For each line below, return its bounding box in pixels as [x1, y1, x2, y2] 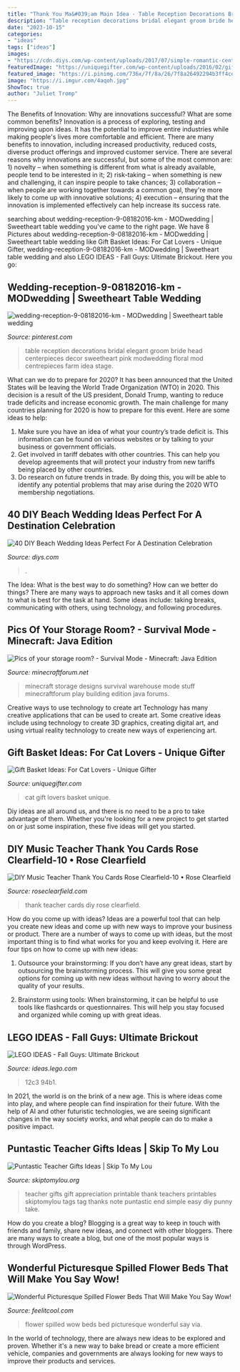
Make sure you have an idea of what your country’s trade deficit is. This [17, 427, 229, 436]
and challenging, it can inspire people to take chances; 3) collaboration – [7, 178, 221, 187]
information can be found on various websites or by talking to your [17, 434, 214, 443]
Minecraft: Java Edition [7, 635, 113, 647]
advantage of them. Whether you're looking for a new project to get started [7, 815, 229, 823]
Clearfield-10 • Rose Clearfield [7, 854, 146, 866]
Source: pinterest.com [7, 332, 73, 341]
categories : [7, 30, 43, 38]
